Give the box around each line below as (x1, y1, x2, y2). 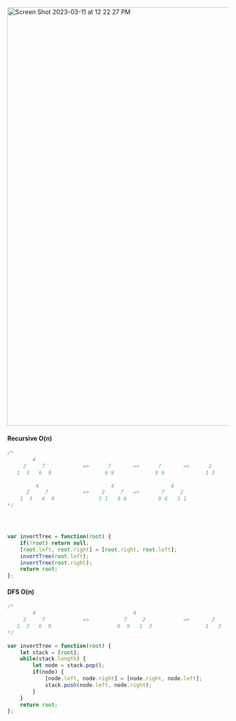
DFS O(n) (7, 587, 35, 596)
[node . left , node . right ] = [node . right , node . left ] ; (44, 675, 202, 682)
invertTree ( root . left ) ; (20, 552, 90, 560)
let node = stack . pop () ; (32, 662, 105, 669)
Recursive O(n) (7, 434, 53, 442)
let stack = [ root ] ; (20, 649, 80, 656)
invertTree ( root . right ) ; (20, 559, 93, 566)
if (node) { (32, 668, 65, 676)
